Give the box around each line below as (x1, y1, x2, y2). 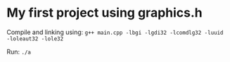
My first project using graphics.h (6, 5, 203, 21)
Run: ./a (6, 47, 32, 56)
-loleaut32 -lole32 (6, 35, 64, 42)
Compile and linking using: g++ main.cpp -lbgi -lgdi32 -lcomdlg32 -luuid (6, 28, 224, 36)
